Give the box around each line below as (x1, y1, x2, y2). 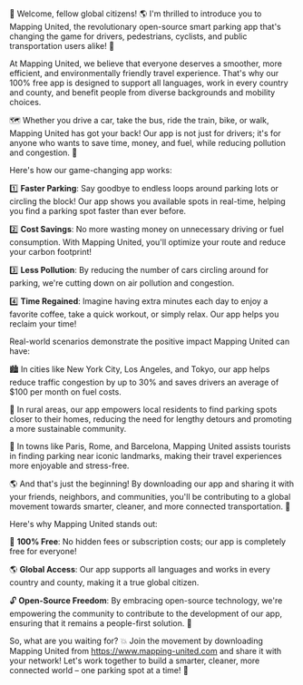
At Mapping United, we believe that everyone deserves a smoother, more (9, 58, 283, 69)
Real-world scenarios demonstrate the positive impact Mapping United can (9, 336, 290, 347)
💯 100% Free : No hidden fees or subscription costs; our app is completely (9, 536, 287, 547)
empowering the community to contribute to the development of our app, (9, 608, 283, 619)
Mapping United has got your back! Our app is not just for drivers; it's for (9, 128, 281, 139)
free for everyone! (9, 546, 77, 556)
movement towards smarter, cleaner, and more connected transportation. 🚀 (9, 501, 291, 512)
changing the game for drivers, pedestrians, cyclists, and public (9, 31, 248, 42)
